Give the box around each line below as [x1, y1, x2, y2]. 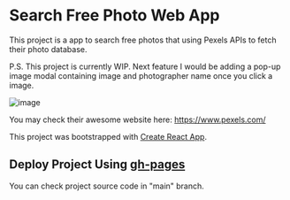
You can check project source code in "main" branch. [9, 181, 205, 191]
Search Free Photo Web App [9, 5, 220, 26]
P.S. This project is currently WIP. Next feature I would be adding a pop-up [9, 61, 281, 72]
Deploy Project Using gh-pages [9, 157, 186, 173]
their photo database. [9, 43, 88, 54]
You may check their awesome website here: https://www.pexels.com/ [9, 114, 267, 125]
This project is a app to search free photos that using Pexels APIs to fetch [9, 35, 277, 45]
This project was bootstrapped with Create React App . [9, 131, 208, 142]
